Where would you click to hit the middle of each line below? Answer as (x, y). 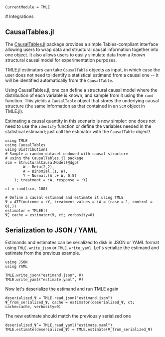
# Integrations (19, 16)
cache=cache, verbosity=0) (33, 307)
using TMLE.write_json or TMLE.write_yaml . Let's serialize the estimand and (82, 248)
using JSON (16, 262)
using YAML (16, 266)
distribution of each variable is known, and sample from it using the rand (79, 95)
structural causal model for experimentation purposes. (61, 60)
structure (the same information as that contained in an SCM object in (75, 106)
